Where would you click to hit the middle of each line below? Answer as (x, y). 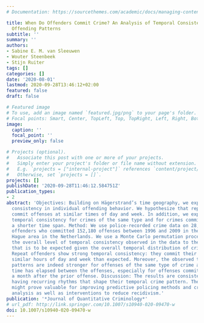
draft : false (23, 97)
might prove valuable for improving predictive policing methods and (101, 288)
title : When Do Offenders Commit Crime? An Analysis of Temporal (90, 23)
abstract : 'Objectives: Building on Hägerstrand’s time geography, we (97, 203)
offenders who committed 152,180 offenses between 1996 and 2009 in (100, 231)
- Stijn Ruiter (25, 62)
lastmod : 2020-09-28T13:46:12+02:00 (53, 85)
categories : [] (25, 73)
